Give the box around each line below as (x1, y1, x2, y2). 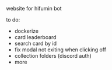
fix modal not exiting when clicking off (14, 46, 107, 53)
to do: (6, 16, 20, 23)
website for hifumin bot (6, 5, 62, 12)
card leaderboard (14, 34, 57, 40)
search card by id (14, 40, 57, 47)
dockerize (14, 27, 39, 34)
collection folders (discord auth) (14, 52, 92, 59)
